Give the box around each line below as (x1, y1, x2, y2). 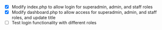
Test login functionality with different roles (11, 20, 97, 26)
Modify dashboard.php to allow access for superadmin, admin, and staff (11, 10, 157, 15)
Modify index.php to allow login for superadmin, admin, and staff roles (11, 4, 153, 10)
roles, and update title (11, 15, 56, 20)
